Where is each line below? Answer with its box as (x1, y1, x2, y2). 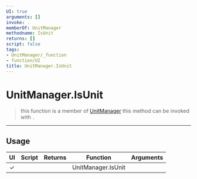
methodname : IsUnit (6, 30, 54, 36)
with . (20, 113, 35, 121)
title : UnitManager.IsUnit (6, 63, 72, 69)
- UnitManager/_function (6, 52, 67, 58)
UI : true (6, 8, 28, 15)
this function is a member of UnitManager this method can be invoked (20, 108, 189, 115)
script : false (6, 42, 41, 47)
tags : (6, 47, 19, 53)
